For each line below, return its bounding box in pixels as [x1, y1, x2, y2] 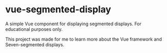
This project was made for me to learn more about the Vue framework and [5, 36, 162, 42]
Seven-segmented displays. [5, 41, 65, 47]
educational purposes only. [5, 26, 63, 32]
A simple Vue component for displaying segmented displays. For [5, 21, 142, 27]
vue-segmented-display [5, 4, 111, 15]
